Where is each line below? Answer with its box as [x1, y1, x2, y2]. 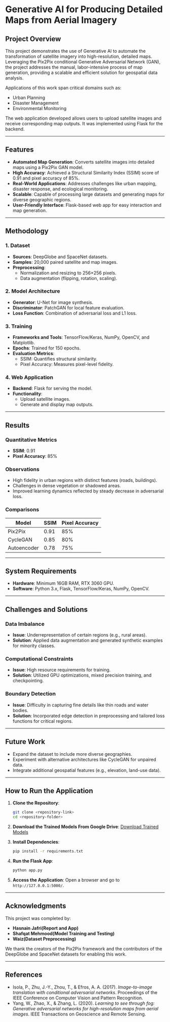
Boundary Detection [5, 690, 56, 697]
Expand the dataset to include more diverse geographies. [12, 751, 133, 757]
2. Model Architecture [5, 288, 60, 295]
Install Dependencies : [12, 839, 60, 845]
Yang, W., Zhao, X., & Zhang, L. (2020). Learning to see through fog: [12, 1000, 155, 1006]
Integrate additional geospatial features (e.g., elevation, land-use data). [12, 767, 161, 773]
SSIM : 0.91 [12, 448, 35, 454]
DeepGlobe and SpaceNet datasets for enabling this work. [5, 951, 126, 957]
